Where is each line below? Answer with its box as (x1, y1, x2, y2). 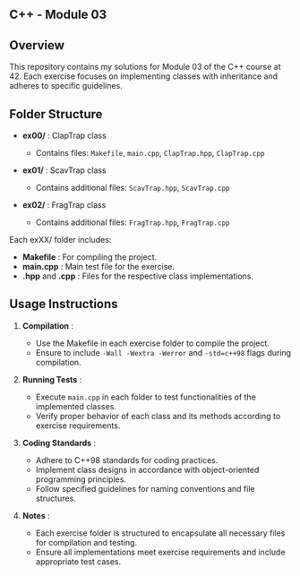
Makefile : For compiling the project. (21, 252, 158, 262)
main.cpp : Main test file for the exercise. (21, 262, 176, 272)
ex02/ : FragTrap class (21, 200, 107, 211)
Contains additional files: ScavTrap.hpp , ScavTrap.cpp (35, 183, 230, 193)
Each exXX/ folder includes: (9, 235, 112, 245)
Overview (9, 38, 65, 53)
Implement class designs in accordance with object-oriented (35, 464, 260, 475)
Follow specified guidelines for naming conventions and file (35, 483, 255, 494)
